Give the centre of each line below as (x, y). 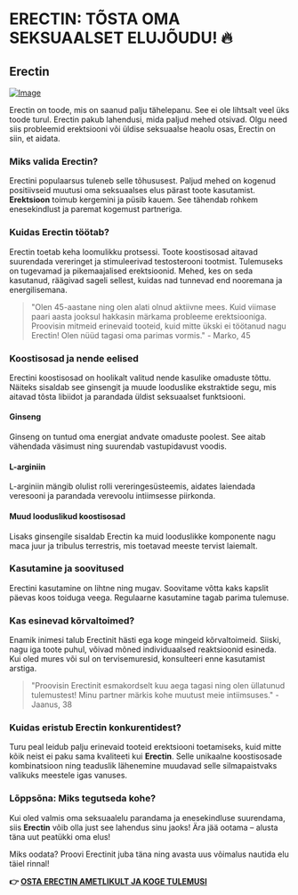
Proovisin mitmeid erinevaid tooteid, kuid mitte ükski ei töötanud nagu (158, 326)
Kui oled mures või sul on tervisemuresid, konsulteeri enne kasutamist (137, 659)
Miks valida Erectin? (54, 161)
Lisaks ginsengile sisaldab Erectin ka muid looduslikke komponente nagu (142, 536)
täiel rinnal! (30, 863)
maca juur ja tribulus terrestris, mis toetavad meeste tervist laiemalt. (133, 545)
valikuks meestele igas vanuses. (68, 776)
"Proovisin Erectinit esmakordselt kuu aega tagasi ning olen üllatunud (158, 686)
